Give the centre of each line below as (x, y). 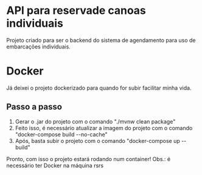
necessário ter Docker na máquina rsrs (55, 165)
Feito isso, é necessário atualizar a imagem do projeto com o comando (104, 128)
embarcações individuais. (39, 47)
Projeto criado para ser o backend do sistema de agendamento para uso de (101, 40)
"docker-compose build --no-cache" (61, 134)
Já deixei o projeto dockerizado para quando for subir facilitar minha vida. (99, 88)
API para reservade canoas (76, 11)
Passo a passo (34, 107)
